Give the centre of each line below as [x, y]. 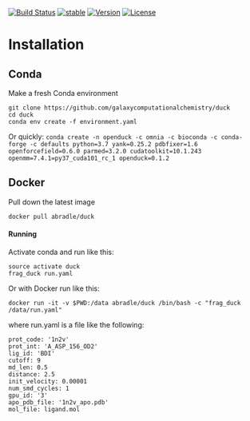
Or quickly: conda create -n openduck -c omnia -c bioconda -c [113, 137]
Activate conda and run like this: [61, 252]
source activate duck [44, 267]
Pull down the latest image [52, 202]
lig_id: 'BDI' [32, 354]
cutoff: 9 [25, 361]
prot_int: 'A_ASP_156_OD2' [53, 347]
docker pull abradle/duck [51, 216]
